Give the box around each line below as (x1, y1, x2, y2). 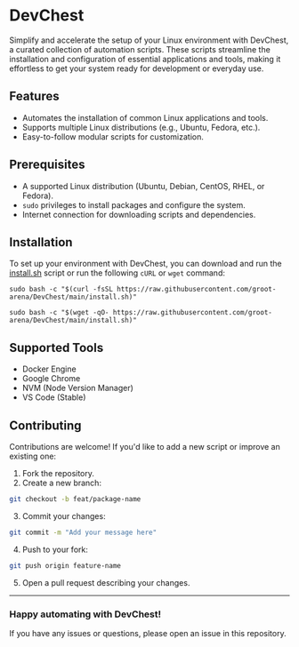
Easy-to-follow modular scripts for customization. (21, 131, 205, 142)
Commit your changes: (21, 510, 106, 521)
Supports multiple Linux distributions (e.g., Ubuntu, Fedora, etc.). (21, 122, 261, 132)
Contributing (9, 418, 82, 433)
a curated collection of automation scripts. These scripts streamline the (9, 44, 271, 54)
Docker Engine (21, 363, 77, 374)
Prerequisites (9, 157, 85, 172)
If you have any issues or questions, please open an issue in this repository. (9, 627, 287, 638)
